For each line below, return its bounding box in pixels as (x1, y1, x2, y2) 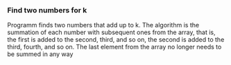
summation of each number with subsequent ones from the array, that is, (7, 28, 216, 36)
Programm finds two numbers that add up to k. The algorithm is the (7, 21, 200, 29)
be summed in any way (7, 50, 74, 58)
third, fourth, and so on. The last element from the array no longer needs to (7, 43, 222, 51)
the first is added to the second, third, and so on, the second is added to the (7, 36, 225, 44)
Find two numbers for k (7, 5, 87, 15)
